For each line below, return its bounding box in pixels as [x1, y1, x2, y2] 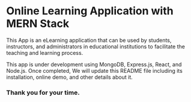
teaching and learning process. [6, 49, 83, 56]
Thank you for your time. [6, 88, 80, 97]
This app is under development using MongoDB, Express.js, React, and [6, 61, 182, 68]
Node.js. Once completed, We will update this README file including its [6, 67, 183, 74]
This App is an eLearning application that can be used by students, [6, 36, 172, 44]
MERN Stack [6, 17, 70, 30]
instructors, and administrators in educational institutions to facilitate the [6, 43, 185, 50]
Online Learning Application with [6, 4, 174, 18]
